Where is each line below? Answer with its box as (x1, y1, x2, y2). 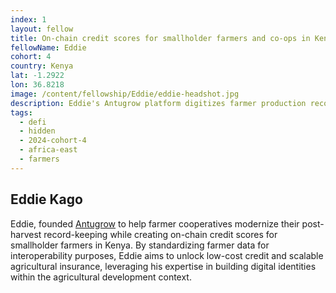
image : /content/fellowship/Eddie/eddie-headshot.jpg (10, 89, 240, 99)
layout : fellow (10, 24, 74, 34)
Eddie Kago (10, 191, 83, 208)
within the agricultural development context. (10, 271, 192, 283)
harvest (10, 228, 42, 240)
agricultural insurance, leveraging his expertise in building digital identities (10, 260, 317, 272)
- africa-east (19, 145, 78, 155)
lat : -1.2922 (10, 71, 65, 81)
